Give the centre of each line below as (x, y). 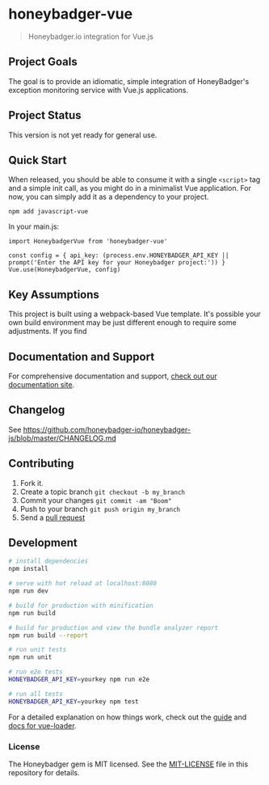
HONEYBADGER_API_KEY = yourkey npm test (74, 701)
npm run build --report (48, 635)
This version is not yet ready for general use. (83, 135)
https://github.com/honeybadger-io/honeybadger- (107, 429)
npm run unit (30, 657)
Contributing (41, 464)
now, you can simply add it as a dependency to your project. (109, 197)
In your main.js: (34, 226)
